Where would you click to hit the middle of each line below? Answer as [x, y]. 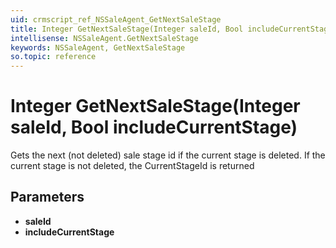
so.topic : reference [53, 57]
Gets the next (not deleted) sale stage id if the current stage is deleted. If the [168, 155]
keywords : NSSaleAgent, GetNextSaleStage [98, 47]
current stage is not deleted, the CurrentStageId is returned [132, 166]
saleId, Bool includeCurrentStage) [154, 127]
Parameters [47, 197]
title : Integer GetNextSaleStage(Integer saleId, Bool [127, 29]
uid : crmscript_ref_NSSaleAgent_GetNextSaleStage [116, 19]
